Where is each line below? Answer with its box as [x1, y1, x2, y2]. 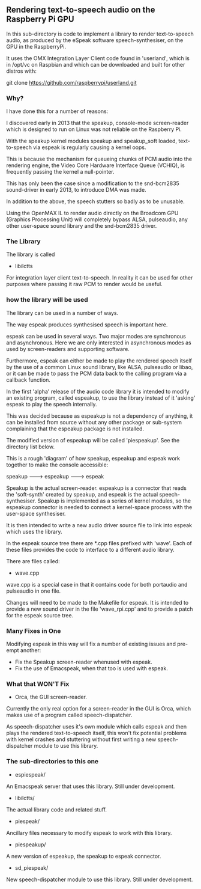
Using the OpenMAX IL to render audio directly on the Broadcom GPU [6, 210, 179, 217]
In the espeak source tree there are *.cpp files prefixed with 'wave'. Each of [6, 539, 192, 546]
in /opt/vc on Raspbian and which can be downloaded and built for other [6, 61, 185, 68]
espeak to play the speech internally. [6, 400, 97, 408]
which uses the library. [6, 528, 62, 535]
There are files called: [6, 557, 60, 564]
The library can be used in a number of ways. [6, 309, 119, 316]
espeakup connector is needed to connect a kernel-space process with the [6, 503, 193, 510]
